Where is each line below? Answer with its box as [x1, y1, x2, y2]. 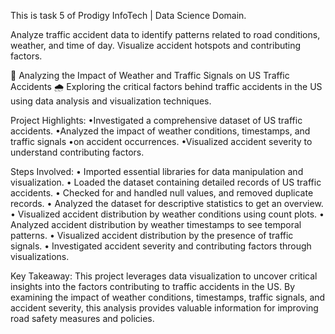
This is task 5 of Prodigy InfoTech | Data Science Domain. [10, 10, 247, 21]
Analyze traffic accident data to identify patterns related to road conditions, [10, 29, 321, 40]
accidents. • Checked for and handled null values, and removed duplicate [10, 187, 314, 199]
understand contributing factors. [10, 146, 145, 158]
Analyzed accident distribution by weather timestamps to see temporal [10, 219, 302, 230]
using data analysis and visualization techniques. [10, 95, 212, 107]
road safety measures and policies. [10, 313, 155, 324]
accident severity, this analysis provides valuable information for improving [10, 302, 319, 314]
